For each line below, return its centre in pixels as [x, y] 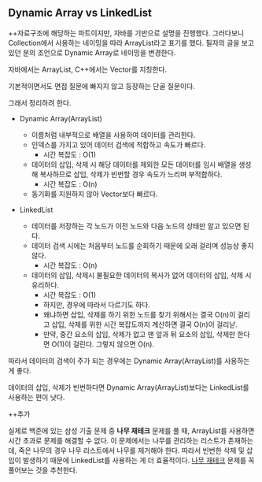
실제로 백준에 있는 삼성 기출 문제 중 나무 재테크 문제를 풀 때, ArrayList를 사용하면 [131, 430]
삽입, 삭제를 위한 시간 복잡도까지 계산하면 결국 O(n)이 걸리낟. [145, 324]
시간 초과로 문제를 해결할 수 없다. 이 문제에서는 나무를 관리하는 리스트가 [117, 440]
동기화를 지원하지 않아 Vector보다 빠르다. [94, 194]
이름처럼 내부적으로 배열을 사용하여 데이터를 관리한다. [113, 135]
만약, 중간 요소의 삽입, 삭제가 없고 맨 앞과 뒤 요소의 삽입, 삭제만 [139, 334]
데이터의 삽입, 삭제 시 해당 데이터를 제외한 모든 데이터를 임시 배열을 [134, 164]
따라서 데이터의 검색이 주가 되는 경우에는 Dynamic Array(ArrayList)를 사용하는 [129, 361]
